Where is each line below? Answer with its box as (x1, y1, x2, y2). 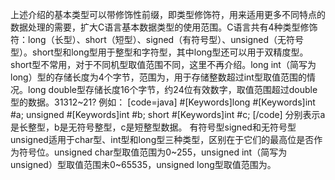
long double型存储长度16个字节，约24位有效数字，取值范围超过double (27, 84, 318, 95)
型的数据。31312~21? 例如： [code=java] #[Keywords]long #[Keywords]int (10, 96, 316, 108)
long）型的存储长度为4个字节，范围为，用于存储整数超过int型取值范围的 (10, 71, 307, 83)
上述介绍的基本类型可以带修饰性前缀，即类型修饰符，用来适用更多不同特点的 (10, 9, 326, 20)
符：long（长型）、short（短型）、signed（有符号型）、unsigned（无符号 (10, 34, 305, 45)
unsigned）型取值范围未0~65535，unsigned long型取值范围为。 (10, 159, 277, 170)
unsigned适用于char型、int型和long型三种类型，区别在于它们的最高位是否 (10, 134, 315, 145)
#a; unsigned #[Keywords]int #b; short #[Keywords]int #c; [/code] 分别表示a (10, 109, 326, 120)
